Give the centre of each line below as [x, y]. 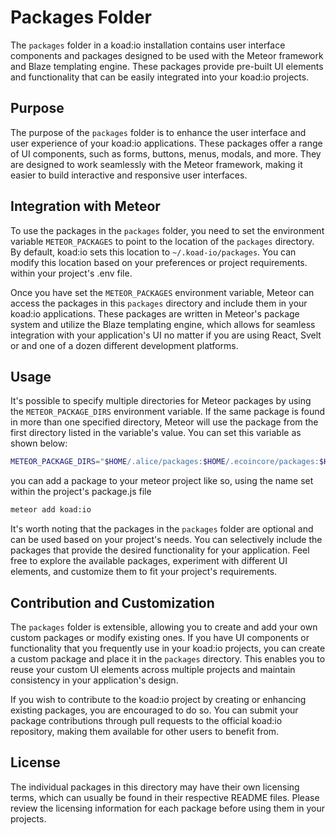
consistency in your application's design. [94, 680]
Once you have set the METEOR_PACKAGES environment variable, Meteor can [162, 292]
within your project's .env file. [71, 273]
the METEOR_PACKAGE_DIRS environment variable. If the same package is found [168, 412]
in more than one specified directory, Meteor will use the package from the [164, 422]
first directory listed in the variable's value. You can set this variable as [156, 433]
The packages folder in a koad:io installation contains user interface [148, 45]
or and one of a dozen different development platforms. [124, 345]
